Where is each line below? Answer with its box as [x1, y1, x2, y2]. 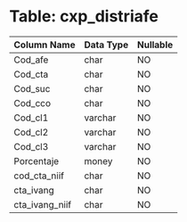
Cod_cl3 [13, 140, 49, 152]
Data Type [84, 38, 129, 51]
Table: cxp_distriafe [9, 6, 159, 27]
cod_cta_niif [13, 169, 65, 182]
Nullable [136, 38, 174, 51]
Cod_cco [13, 96, 52, 109]
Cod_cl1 [13, 111, 49, 124]
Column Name [13, 38, 76, 51]
